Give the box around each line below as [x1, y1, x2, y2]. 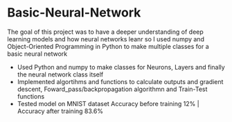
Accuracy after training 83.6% [17, 107, 104, 115]
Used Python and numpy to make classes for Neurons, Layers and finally [17, 63, 225, 71]
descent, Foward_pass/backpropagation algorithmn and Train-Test [17, 85, 208, 93]
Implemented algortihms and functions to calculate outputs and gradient [17, 77, 224, 85]
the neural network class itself [17, 70, 104, 79]
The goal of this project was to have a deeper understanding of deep [7, 28, 204, 36]
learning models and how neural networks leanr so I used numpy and [7, 34, 204, 43]
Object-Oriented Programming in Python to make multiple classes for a [7, 42, 209, 50]
